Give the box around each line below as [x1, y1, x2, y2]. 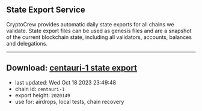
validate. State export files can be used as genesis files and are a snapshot [6, 27, 192, 34]
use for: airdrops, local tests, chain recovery [14, 98, 124, 105]
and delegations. [6, 40, 48, 47]
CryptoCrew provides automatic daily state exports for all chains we [6, 20, 174, 28]
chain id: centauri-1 [14, 85, 65, 92]
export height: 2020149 [14, 91, 70, 98]
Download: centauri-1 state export [6, 63, 137, 73]
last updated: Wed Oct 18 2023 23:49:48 [14, 79, 116, 86]
